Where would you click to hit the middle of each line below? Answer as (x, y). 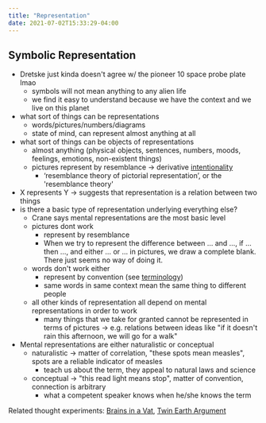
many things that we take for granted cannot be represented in (146, 320)
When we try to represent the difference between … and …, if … (147, 243)
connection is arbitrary (69, 387)
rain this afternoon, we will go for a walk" (110, 336)
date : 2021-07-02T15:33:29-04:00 (64, 23)
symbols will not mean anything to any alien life (109, 91)
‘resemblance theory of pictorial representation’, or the (133, 176)
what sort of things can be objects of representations (107, 142)
